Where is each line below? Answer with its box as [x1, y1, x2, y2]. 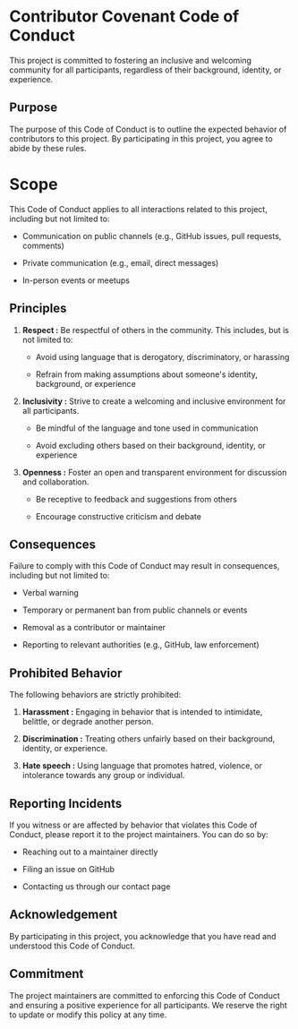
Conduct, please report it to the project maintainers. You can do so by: [9, 828, 268, 839]
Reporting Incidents [9, 795, 123, 811]
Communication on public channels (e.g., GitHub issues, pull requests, [21, 230, 282, 241]
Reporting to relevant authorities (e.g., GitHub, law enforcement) [21, 639, 260, 650]
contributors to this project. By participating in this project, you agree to [9, 133, 273, 144]
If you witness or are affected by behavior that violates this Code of [9, 819, 258, 830]
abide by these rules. [9, 142, 87, 153]
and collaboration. [21, 476, 89, 487]
